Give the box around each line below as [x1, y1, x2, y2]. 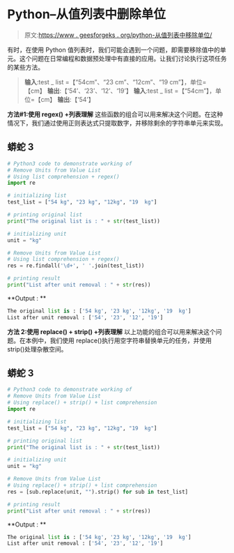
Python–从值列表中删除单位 [7, 6, 166, 22]
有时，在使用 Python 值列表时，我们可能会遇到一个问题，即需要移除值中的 [7, 45, 221, 54]
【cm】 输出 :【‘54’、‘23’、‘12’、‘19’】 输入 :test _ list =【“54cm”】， [24, 86, 216, 95]
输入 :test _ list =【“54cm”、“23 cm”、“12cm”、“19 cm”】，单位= [24, 77, 207, 86]
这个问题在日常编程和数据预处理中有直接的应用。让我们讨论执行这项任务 [19, 54, 227, 63]
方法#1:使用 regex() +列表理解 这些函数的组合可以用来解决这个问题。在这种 [7, 109, 224, 119]
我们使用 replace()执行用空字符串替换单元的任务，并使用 [49, 336, 212, 344]
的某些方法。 [7, 63, 44, 71]
